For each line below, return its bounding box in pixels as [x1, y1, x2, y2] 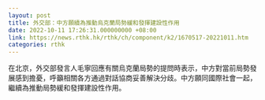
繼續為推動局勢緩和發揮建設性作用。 [8, 83, 126, 93]
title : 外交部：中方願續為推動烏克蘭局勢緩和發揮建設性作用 [8, 19, 180, 27]
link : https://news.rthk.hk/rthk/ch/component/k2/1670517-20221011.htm [8, 33, 248, 42]
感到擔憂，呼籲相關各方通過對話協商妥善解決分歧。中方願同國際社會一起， [14, 73, 257, 83]
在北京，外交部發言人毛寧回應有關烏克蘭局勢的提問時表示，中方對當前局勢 [8, 64, 250, 73]
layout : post [8, 11, 51, 20]
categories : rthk [8, 41, 65, 49]
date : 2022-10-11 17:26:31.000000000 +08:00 [8, 26, 157, 34]
